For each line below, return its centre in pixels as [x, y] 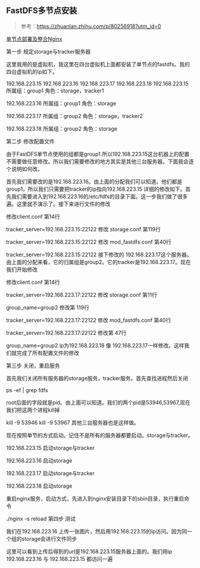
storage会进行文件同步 [49, 539]
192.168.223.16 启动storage [39, 460]
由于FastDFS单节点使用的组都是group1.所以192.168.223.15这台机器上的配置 [98, 154]
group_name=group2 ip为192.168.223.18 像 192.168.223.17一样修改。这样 [95, 345]
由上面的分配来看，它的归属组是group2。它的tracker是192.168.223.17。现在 [99, 262]
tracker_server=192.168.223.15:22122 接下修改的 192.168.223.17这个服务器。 [99, 254]
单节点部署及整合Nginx [34, 39]
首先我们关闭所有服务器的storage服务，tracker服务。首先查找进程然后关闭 [97, 378]
